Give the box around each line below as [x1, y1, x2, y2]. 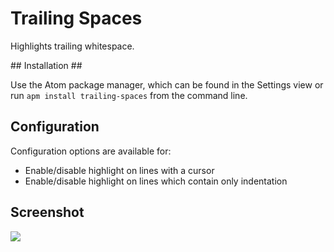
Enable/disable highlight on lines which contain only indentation [24, 175, 288, 187]
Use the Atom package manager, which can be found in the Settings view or [10, 78, 324, 91]
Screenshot [10, 204, 85, 221]
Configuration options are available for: [10, 145, 172, 157]
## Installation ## [10, 59, 83, 71]
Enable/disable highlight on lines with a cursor [24, 164, 215, 176]
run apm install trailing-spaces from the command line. [10, 89, 248, 101]
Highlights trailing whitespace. [10, 40, 135, 52]
